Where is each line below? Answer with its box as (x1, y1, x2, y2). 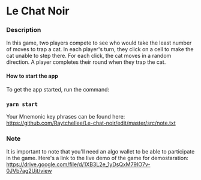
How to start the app (6, 72, 58, 79)
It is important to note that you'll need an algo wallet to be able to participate (6, 148, 195, 155)
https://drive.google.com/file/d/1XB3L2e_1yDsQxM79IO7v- (6, 161, 151, 168)
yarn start (6, 101, 38, 108)
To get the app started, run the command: (6, 85, 110, 93)
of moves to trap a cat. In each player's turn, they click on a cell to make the (6, 46, 194, 53)
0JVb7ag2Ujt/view (6, 167, 52, 175)
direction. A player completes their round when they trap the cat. (6, 58, 166, 66)
